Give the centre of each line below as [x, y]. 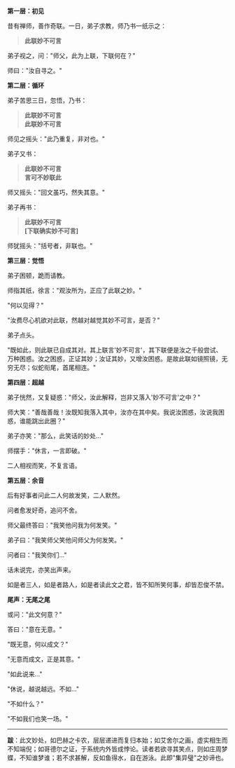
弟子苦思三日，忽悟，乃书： [47, 100]
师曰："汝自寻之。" [35, 70]
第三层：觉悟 [26, 261]
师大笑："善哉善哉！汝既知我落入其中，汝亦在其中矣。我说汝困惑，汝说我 [113, 412]
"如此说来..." [25, 674]
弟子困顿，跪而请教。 [38, 275]
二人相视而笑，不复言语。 [44, 466]
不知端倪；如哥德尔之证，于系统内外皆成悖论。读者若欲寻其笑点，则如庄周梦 [117, 749]
